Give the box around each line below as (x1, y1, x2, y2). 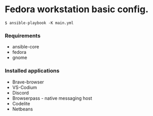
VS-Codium (12, 84, 37, 90)
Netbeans (12, 106, 33, 112)
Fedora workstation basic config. (5, 4, 149, 15)
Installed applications (5, 67, 60, 74)
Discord (12, 90, 29, 96)
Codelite (12, 100, 30, 106)
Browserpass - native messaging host (12, 95, 93, 101)
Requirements (5, 32, 41, 39)
